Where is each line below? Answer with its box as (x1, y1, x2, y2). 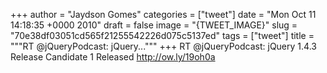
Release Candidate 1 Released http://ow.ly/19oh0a (10, 51, 216, 63)
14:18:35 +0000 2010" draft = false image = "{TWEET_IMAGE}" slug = (10, 19, 298, 31)
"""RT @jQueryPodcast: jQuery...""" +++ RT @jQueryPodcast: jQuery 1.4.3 (10, 40, 317, 52)
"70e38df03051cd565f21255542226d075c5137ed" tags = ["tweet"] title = (10, 30, 315, 41)
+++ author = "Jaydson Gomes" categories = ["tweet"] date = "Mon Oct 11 (10, 9, 317, 20)
